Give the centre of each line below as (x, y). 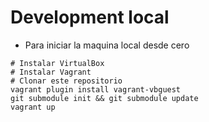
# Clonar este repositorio (66, 81)
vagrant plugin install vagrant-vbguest (96, 89)
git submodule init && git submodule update (104, 98)
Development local (90, 17)
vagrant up (33, 107)
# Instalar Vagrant (51, 72)
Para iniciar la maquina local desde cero (107, 45)
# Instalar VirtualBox (57, 63)
